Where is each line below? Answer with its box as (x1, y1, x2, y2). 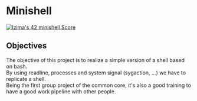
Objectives (6, 41, 47, 51)
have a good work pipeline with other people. (6, 87, 116, 95)
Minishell (6, 4, 52, 18)
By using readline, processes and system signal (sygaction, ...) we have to (6, 69, 186, 76)
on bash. (6, 63, 28, 70)
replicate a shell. (6, 75, 46, 82)
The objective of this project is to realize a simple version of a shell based (6, 56, 185, 63)
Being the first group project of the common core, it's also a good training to (6, 82, 192, 89)
